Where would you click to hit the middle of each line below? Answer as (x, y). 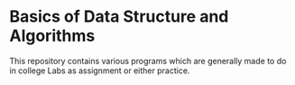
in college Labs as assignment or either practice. (100, 71)
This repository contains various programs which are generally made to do (148, 61)
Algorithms (52, 36)
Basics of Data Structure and (119, 17)
